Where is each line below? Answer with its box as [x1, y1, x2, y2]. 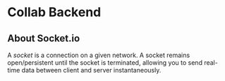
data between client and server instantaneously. [21, 66, 162, 74]
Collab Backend [7, 4, 102, 20]
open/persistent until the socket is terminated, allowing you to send [7, 58, 203, 67]
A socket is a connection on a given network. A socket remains [7, 51, 190, 59]
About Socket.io [7, 32, 80, 44]
